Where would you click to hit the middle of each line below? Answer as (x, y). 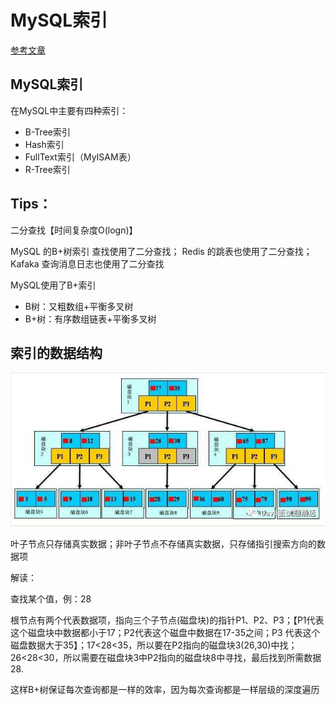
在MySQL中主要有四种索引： (69, 110)
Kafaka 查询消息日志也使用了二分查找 (87, 263)
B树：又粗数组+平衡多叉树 (79, 306)
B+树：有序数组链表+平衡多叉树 (90, 318)
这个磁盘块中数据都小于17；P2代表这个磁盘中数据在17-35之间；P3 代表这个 (165, 633)
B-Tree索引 (47, 132)
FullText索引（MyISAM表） (80, 157)
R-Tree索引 (47, 169)
